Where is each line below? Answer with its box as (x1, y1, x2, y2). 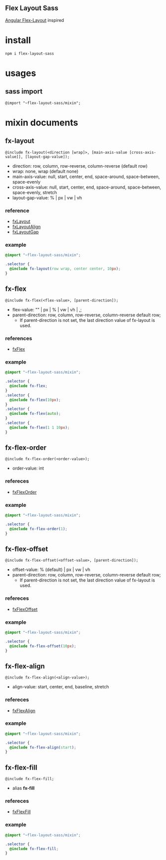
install (5, 35, 31, 46)
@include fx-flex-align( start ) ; (9, 745, 77, 750)
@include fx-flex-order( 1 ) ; (9, 526, 68, 531)
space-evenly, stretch (12, 189, 57, 195)
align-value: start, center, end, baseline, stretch (12, 684, 109, 690)
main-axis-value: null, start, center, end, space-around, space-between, (12, 174, 160, 180)
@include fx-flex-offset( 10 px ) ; (9, 644, 77, 649)
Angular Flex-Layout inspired (5, 17, 64, 23)
